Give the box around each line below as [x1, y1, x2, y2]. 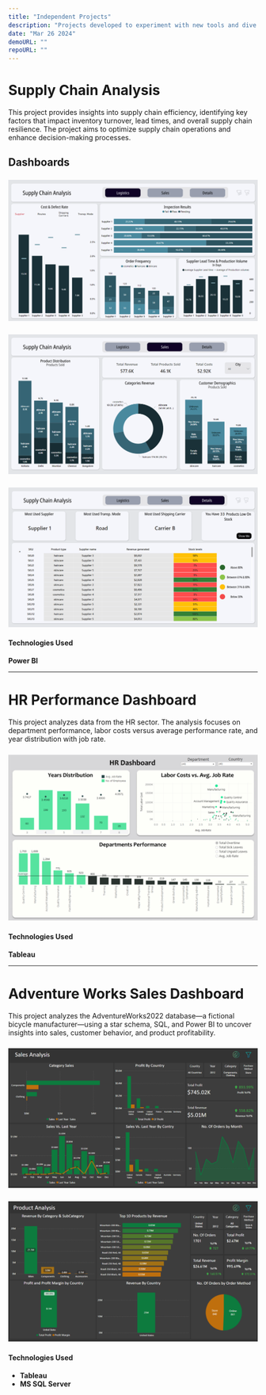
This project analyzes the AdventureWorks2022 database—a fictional [8, 1011, 235, 1020]
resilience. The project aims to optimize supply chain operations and [8, 124, 231, 134]
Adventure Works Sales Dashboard [8, 984, 245, 1003]
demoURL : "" [8, 38, 47, 46]
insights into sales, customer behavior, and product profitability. [8, 1027, 216, 1038]
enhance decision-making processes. [8, 133, 131, 143]
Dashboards [8, 155, 70, 170]
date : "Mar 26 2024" [8, 29, 77, 37]
